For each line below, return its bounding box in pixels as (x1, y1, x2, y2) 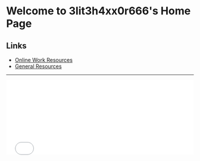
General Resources (14, 63, 62, 70)
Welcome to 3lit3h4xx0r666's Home (6, 4, 191, 18)
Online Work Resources (14, 57, 73, 63)
